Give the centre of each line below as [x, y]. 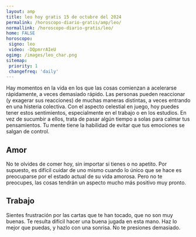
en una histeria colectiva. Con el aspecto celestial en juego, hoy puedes [93, 107]
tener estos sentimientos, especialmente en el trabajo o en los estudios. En [96, 113]
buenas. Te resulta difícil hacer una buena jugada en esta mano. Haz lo [92, 221]
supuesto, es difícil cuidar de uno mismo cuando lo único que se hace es [94, 170]
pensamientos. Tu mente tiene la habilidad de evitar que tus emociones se [96, 125]
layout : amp [20, 11]
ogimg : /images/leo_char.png [42, 55]
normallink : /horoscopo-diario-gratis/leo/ [60, 28]
